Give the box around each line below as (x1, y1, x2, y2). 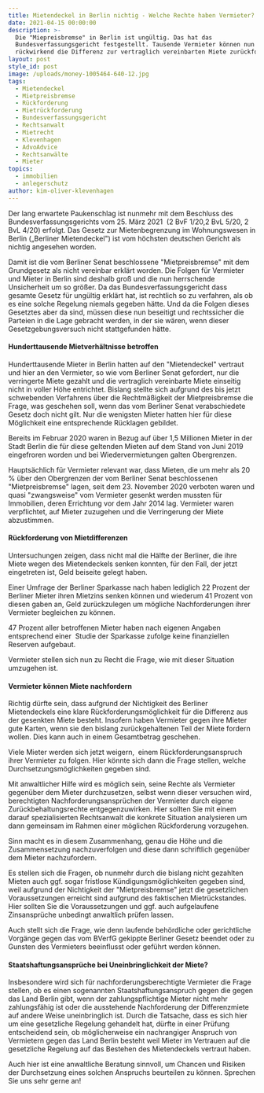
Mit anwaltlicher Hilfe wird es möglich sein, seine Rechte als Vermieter (8, 779, 236, 789)
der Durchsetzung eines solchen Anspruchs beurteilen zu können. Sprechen (8, 1068, 256, 1077)
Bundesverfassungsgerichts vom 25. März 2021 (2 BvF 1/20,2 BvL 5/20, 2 (8, 217, 249, 226)
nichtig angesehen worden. (8, 241, 97, 252)
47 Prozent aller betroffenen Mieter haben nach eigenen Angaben (8, 623, 222, 633)
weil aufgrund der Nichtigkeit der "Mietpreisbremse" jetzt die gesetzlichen (8, 885, 249, 895)
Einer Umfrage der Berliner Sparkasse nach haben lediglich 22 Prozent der (8, 583, 250, 592)
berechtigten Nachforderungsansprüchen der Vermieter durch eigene (8, 796, 234, 806)
